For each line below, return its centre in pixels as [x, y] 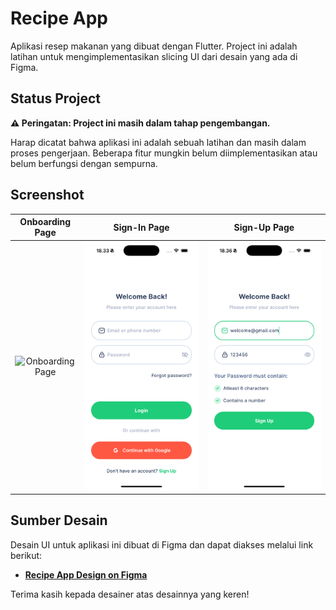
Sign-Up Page [264, 227]
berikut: [26, 555]
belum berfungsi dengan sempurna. [84, 163]
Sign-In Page [141, 227]
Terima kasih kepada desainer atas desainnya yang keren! [130, 594]
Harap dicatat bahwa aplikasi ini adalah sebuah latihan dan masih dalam [158, 142]
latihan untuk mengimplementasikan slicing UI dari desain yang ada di [154, 56]
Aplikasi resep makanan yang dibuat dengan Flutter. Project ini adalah [154, 46]
